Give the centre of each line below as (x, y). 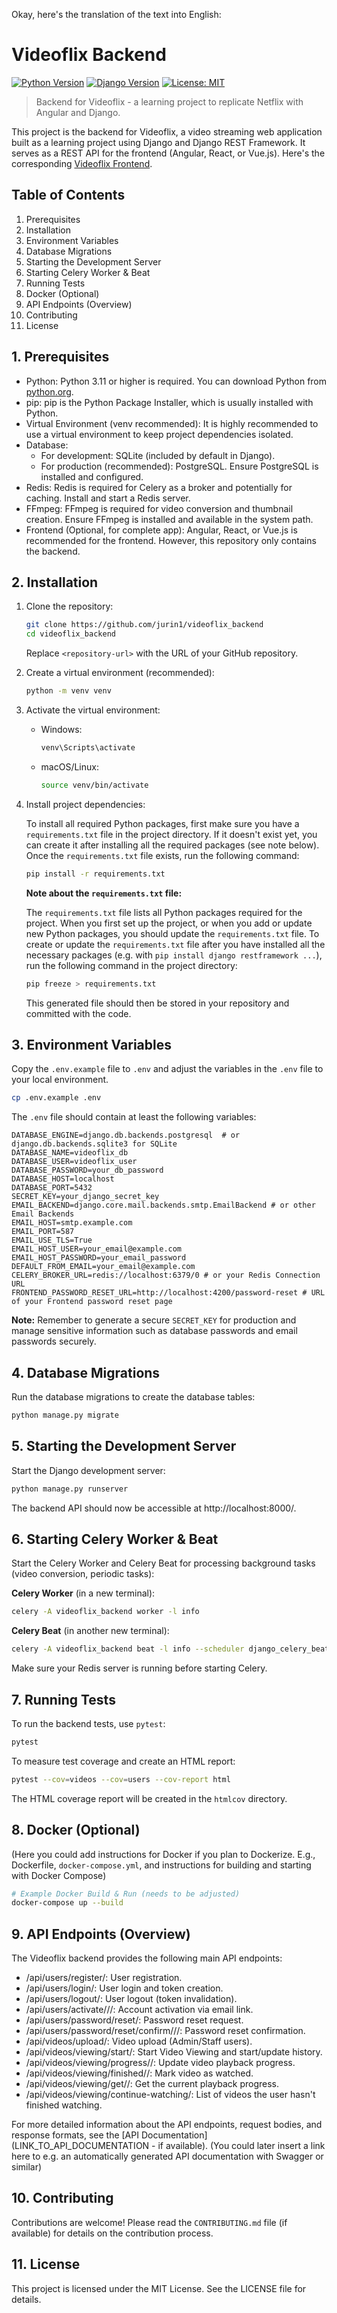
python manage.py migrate (65, 1415)
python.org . (49, 391)
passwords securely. (54, 1341)
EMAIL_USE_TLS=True (52, 1240)
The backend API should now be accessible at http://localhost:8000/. (154, 1508)
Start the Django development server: (88, 1470)
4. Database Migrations (86, 1372)
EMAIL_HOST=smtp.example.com (72, 1223)
